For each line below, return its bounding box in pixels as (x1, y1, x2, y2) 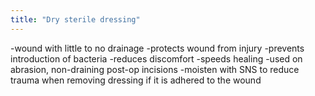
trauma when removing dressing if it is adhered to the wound (10, 74, 262, 86)
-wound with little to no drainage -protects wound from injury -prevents (10, 42, 305, 54)
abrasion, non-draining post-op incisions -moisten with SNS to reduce (10, 63, 300, 75)
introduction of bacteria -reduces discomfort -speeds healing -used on (10, 52, 303, 65)
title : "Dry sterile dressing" (10, 14, 141, 25)
